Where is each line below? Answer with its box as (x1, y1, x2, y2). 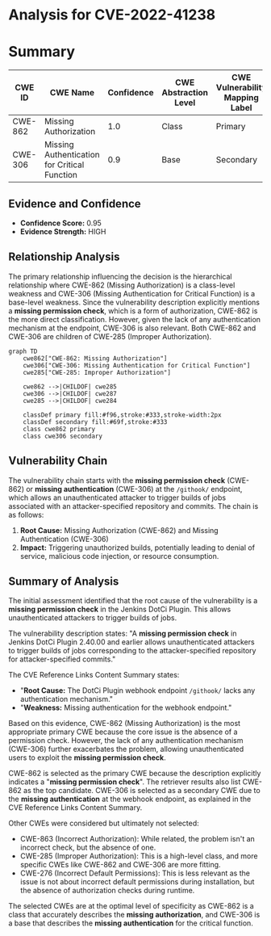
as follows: (8, 510, 44, 519)
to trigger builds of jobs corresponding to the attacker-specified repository (8, 646, 256, 656)
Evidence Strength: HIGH (19, 226, 106, 236)
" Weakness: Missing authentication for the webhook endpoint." (19, 703, 232, 712)
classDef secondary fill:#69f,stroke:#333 (23, 418, 168, 426)
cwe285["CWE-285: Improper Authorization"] (23, 368, 172, 376)
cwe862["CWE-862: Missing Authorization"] (23, 354, 168, 363)
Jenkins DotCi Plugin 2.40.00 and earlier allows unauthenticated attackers (8, 637, 256, 647)
